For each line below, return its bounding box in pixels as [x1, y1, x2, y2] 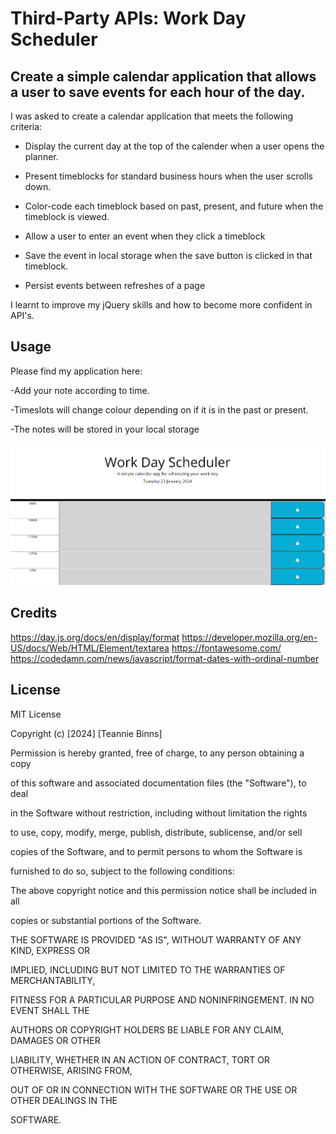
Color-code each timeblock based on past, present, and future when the [24, 200, 324, 212]
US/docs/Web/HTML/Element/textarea [10, 642, 170, 654]
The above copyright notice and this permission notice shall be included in [10, 884, 317, 896]
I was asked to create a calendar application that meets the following [10, 110, 294, 122]
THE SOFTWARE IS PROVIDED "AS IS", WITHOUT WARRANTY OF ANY [10, 933, 302, 946]
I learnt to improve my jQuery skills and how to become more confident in [10, 299, 313, 311]
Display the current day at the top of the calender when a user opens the [24, 140, 325, 152]
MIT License [10, 708, 62, 720]
